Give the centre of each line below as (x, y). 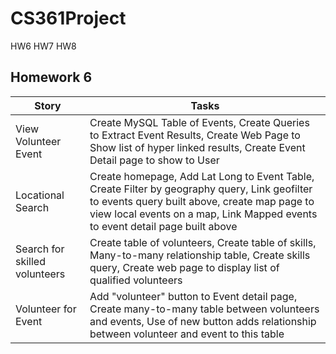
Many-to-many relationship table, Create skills (200, 255)
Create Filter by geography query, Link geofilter (201, 189)
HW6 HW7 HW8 (43, 46)
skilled (30, 261)
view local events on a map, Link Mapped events (203, 214)
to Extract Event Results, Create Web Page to (195, 135)
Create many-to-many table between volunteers (204, 309)
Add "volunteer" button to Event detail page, (193, 296)
